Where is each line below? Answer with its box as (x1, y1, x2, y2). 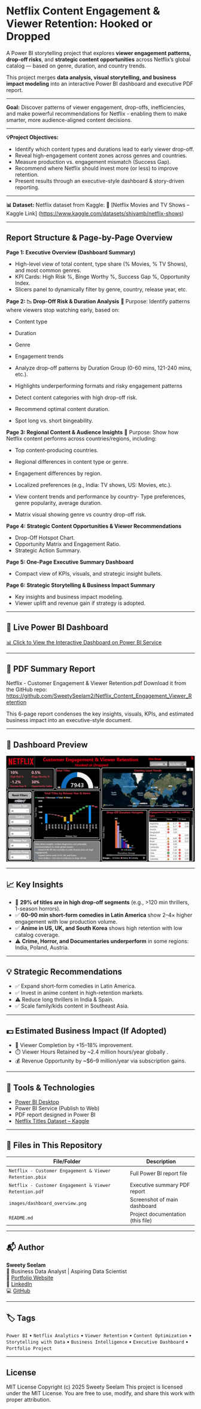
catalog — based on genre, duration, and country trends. (6, 62, 147, 69)
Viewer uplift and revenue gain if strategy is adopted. (14, 599, 146, 607)
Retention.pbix (8, 1174, 47, 1180)
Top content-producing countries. (14, 446, 99, 454)
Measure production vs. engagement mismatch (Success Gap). (14, 158, 171, 165)
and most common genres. (14, 266, 82, 273)
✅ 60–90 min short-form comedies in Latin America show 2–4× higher (14, 911, 193, 918)
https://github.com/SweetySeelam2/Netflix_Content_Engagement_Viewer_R (6, 692, 193, 699)
